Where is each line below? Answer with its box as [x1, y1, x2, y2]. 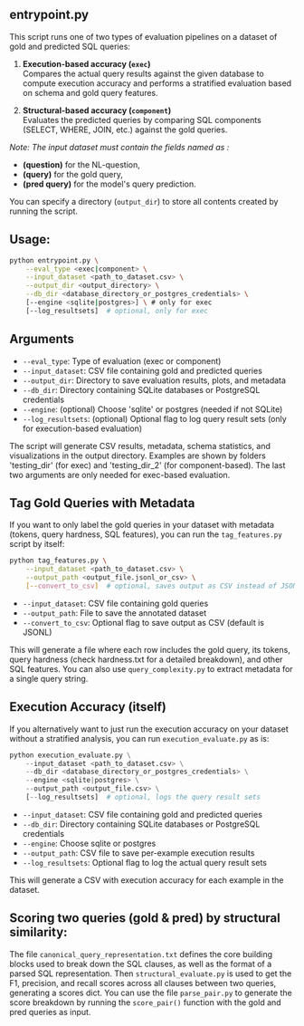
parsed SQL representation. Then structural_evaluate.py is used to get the [9, 968, 292, 979]
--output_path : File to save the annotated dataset [22, 607, 206, 618]
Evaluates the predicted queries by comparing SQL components [22, 114, 262, 125]
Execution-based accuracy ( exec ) [22, 58, 151, 69]
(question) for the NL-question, [22, 158, 140, 170]
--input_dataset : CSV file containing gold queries [22, 598, 209, 609]
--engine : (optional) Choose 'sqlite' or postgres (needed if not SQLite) [22, 403, 283, 415]
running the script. [9, 206, 79, 216]
